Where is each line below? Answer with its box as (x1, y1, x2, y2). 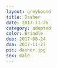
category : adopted (6, 25, 51, 31)
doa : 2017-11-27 (6, 42, 46, 48)
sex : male (6, 53, 31, 59)
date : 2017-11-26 (6, 20, 49, 25)
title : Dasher (6, 14, 41, 20)
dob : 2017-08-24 (6, 36, 46, 42)
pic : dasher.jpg (6, 47, 46, 53)
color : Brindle (6, 31, 43, 37)
